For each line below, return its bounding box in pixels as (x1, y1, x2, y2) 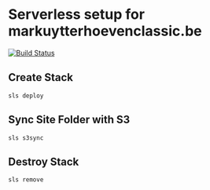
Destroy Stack (8, 155, 79, 168)
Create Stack (8, 71, 73, 84)
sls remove (8, 176, 44, 184)
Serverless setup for (8, 5, 146, 24)
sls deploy (8, 92, 44, 100)
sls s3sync (8, 133, 44, 142)
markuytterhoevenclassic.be (8, 22, 202, 40)
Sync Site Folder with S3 (8, 113, 131, 126)
